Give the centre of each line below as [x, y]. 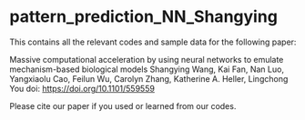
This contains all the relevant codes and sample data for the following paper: [153, 42]
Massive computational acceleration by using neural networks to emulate [147, 59]
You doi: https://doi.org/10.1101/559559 [82, 88]
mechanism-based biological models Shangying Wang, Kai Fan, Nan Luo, [147, 69]
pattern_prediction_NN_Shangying [143, 17]
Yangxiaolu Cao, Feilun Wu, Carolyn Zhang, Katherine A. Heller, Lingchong [149, 78]
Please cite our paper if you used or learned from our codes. [123, 105]
